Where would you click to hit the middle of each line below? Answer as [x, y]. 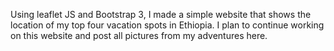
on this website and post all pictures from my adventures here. [139, 35]
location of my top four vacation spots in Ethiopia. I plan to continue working [167, 25]
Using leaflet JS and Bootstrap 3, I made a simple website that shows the [161, 14]
